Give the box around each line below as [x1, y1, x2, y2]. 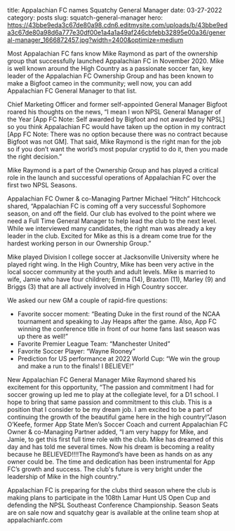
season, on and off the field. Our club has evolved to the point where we [7, 210, 216, 217]
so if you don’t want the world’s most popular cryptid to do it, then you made [7, 145, 228, 153]
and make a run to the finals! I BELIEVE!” [17, 362, 135, 370]
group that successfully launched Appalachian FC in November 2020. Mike [7, 57, 224, 65]
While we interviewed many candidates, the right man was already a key [7, 224, 216, 232]
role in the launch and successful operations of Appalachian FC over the [7, 173, 216, 182]
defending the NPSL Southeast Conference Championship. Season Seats [7, 501, 219, 509]
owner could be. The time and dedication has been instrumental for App [7, 457, 215, 466]
